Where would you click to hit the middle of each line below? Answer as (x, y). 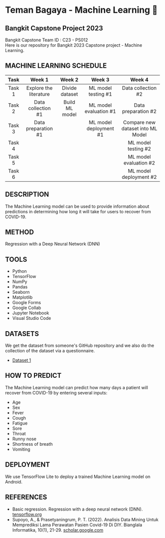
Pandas (20, 287)
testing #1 (100, 94)
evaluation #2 (139, 163)
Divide (69, 88)
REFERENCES (26, 497)
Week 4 (139, 80)
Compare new (139, 122)
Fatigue (20, 423)
